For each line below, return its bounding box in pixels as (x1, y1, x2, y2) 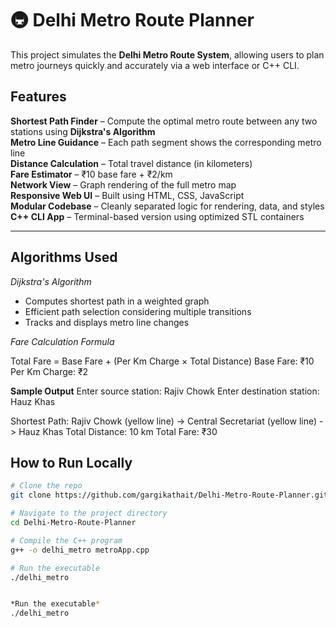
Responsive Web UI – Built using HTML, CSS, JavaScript (10, 189, 245, 201)
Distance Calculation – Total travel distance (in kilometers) (10, 157, 253, 169)
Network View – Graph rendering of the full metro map (10, 178, 237, 191)
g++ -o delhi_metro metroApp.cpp (10, 545, 150, 555)
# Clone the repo (10, 481, 83, 491)
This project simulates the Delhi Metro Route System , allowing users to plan (10, 48, 325, 61)
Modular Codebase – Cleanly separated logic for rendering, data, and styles (10, 200, 325, 212)
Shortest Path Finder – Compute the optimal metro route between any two (10, 115, 318, 127)
